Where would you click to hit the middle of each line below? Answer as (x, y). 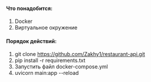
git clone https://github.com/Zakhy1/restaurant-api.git (80, 54)
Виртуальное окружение (46, 28)
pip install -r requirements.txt (50, 60)
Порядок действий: (32, 41)
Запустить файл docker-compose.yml (61, 67)
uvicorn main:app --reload (47, 73)
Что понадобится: (29, 8)
